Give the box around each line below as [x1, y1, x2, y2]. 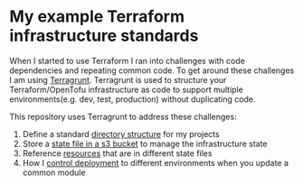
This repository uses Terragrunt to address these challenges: [9, 111, 237, 122]
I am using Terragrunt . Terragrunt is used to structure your [9, 74, 227, 85]
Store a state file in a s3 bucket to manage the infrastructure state [22, 138, 269, 149]
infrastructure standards [9, 25, 199, 46]
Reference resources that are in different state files [22, 147, 213, 159]
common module [22, 167, 86, 178]
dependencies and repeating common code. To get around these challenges [9, 65, 295, 76]
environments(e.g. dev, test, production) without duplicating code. [9, 93, 256, 105]
